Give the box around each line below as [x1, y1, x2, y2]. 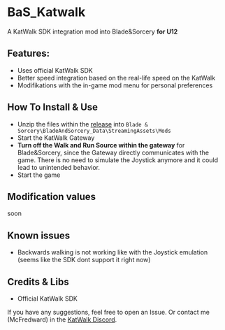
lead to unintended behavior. [17, 163, 100, 171]
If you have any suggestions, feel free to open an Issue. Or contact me [7, 308, 210, 316]
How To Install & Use [7, 101, 99, 113]
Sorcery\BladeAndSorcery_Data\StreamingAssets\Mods [17, 127, 171, 134]
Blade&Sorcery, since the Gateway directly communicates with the [17, 148, 210, 157]
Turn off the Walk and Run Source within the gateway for [17, 141, 185, 149]
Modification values [7, 190, 96, 203]
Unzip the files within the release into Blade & [17, 120, 148, 128]
